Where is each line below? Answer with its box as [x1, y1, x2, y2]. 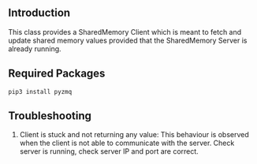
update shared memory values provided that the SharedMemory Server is [8, 35, 248, 45]
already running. [8, 43, 61, 54]
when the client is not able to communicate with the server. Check [19, 138, 235, 148]
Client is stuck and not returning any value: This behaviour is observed [19, 130, 250, 140]
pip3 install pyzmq [8, 88, 73, 95]
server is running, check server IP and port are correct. [19, 147, 199, 156]
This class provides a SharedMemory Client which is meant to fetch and [8, 27, 242, 36]
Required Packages [8, 67, 106, 80]
